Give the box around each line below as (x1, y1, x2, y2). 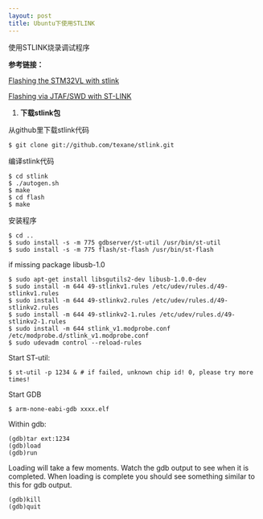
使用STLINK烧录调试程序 (8, 42, 90, 52)
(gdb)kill (8, 496, 42, 504)
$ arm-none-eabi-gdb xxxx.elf (8, 405, 110, 413)
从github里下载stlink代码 (8, 125, 90, 134)
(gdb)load (8, 442, 42, 450)
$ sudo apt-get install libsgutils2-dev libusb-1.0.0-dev (8, 275, 207, 283)
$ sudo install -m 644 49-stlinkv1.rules (8, 282, 150, 290)
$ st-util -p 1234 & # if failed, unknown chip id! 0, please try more (8, 368, 253, 377)
